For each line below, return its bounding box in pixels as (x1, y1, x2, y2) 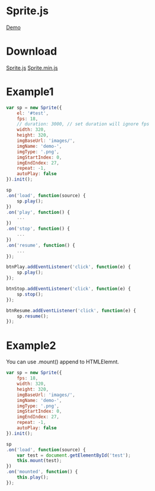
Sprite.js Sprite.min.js (6, 64, 58, 71)
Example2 (6, 338, 56, 352)
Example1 (6, 85, 54, 99)
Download (6, 45, 57, 58)
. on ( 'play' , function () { (6, 209, 70, 215)
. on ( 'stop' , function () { (6, 226, 70, 232)
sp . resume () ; (17, 313, 49, 319)
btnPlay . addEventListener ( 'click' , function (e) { (6, 264, 131, 270)
